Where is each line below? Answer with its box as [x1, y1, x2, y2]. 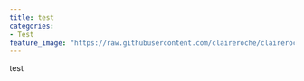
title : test [9, 13, 54, 22]
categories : [9, 22, 54, 31]
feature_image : [9, 38, 67, 48]
